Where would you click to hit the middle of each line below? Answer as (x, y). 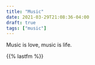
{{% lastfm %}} (25, 56)
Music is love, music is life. (39, 45)
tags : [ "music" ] (26, 28)
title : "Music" (25, 12)
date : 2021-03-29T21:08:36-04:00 (48, 17)
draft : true (21, 22)
